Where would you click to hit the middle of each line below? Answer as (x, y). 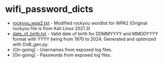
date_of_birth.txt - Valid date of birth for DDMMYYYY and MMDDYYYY (85, 33)
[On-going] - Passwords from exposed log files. (62, 55)
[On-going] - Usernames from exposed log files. (62, 49)
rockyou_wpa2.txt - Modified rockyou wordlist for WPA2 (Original (80, 23)
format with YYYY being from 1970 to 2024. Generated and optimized (84, 39)
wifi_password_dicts (49, 9)
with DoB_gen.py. (31, 44)
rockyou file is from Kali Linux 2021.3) (51, 28)
